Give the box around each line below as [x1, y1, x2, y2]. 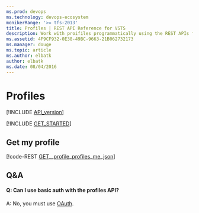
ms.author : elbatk [6, 53, 52, 59]
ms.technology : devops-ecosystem [6, 14, 89, 20]
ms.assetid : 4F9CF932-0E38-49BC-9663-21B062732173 [6, 36, 134, 42]
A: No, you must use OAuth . [6, 199, 74, 207]
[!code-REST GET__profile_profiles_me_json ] [6, 153, 115, 160]
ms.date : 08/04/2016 [6, 63, 57, 70]
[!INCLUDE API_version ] [6, 109, 64, 116]
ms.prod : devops [6, 8, 46, 15]
